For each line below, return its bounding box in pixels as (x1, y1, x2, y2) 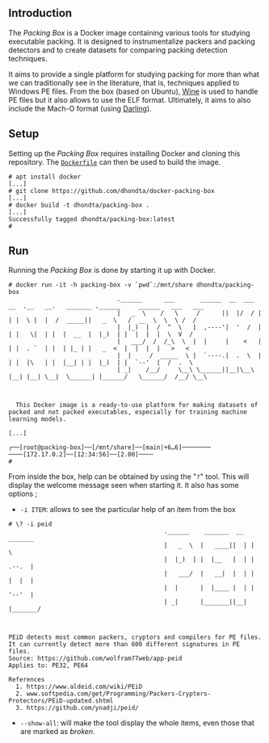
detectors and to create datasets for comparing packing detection (8, 44, 228, 55)
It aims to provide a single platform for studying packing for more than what (8, 69, 260, 79)
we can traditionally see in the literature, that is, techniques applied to (8, 78, 240, 87)
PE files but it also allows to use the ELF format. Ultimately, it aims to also (8, 94, 251, 104)
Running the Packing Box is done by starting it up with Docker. (8, 266, 216, 275)
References (8, 676, 45, 684)
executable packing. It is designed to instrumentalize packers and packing (8, 36, 256, 46)
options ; (8, 489, 38, 499)
